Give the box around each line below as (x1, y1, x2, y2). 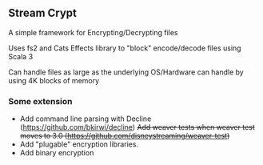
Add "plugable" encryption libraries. (19, 139, 138, 149)
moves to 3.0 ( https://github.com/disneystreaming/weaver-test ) (19, 131, 230, 141)
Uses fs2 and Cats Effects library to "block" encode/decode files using (8, 43, 241, 53)
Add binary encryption (19, 148, 94, 158)
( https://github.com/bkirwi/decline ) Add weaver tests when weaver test (19, 123, 256, 132)
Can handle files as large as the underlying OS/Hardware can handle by (8, 67, 244, 77)
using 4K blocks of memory (8, 75, 100, 85)
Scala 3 (8, 51, 34, 61)
